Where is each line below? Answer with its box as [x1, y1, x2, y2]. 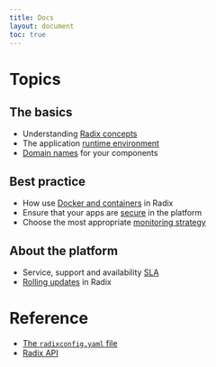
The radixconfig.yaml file [22, 337, 118, 348]
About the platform [9, 243, 119, 258]
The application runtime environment [22, 138, 160, 149]
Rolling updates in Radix [22, 277, 112, 287]
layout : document [9, 22, 75, 31]
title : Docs [9, 13, 54, 23]
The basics [9, 105, 73, 120]
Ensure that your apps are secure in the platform [22, 207, 202, 218]
